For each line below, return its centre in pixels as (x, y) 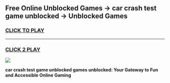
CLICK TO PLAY (25, 31)
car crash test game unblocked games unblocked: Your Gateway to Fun (82, 69)
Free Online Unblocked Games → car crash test (81, 8)
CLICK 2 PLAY (23, 49)
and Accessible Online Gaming (38, 75)
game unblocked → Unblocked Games (67, 16)
